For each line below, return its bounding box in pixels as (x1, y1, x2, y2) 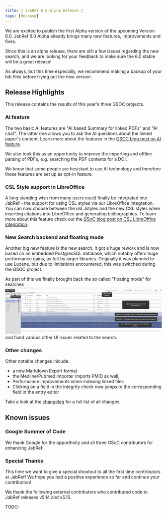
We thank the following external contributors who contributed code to (5, 489, 148, 495)
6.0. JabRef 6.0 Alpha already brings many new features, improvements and (5, 33, 161, 39)
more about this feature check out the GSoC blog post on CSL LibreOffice (5, 216, 156, 222)
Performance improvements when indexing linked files (12, 379, 124, 385)
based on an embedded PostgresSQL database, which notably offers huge (5, 250, 158, 257)
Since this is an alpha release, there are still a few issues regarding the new (5, 48, 159, 54)
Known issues (5, 413, 50, 422)
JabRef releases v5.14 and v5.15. (5, 495, 72, 501)
